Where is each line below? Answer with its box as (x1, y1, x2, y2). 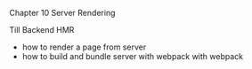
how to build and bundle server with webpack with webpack (21, 51, 243, 61)
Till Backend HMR (9, 25, 75, 34)
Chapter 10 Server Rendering (9, 8, 116, 18)
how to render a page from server (21, 42, 147, 52)
